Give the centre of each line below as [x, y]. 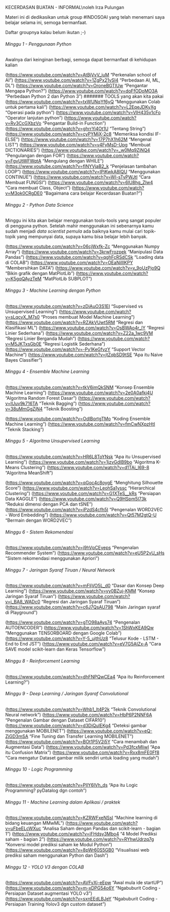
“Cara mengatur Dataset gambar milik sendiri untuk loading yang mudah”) [82, 757]
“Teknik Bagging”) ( [59, 403]
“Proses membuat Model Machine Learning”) [88, 317]
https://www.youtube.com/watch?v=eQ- [110, 731]
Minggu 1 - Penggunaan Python [38, 44]
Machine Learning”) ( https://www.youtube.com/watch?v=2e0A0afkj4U [79, 393]
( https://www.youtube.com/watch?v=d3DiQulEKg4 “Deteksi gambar [76, 725]
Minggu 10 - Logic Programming [39, 769]
